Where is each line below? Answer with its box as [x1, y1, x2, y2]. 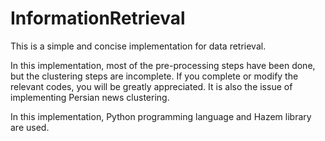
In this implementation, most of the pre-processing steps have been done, [10, 59, 316, 71]
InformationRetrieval [10, 7, 186, 30]
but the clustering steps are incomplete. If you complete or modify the [10, 70, 299, 82]
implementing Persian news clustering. [10, 91, 170, 103]
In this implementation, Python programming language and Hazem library [10, 110, 312, 122]
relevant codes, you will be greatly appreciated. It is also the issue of [10, 80, 293, 92]
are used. [10, 121, 50, 133]
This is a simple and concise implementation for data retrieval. [10, 40, 267, 52]
